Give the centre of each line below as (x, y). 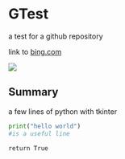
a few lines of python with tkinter (63, 111)
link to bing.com (35, 51)
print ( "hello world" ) (45, 126)
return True (28, 148)
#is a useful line (39, 133)
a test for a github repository (56, 36)
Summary (33, 92)
